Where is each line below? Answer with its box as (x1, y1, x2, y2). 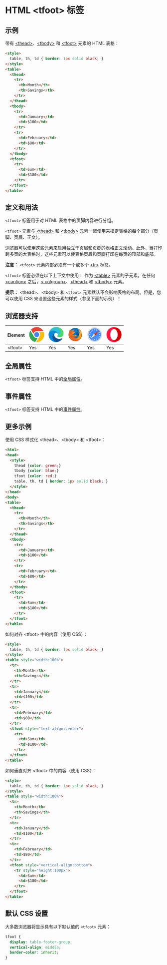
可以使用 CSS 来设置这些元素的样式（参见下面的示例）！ (5, 296, 122, 302)
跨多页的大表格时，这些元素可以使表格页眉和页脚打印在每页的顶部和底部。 (5, 251, 158, 257)
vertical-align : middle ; (9, 944, 61, 950)
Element (7, 332, 25, 338)
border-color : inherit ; (9, 950, 59, 955)
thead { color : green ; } (14, 463, 61, 468)
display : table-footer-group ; (9, 939, 72, 944)
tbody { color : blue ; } (14, 468, 59, 473)
